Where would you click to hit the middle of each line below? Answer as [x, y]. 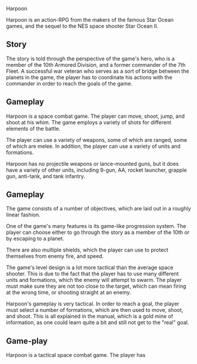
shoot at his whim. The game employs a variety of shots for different [89, 122]
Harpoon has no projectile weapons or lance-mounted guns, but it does [92, 164]
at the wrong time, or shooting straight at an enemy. [69, 292]
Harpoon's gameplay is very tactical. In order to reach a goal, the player [93, 304]
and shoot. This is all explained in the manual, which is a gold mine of [90, 317]
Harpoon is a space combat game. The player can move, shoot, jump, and [95, 116]
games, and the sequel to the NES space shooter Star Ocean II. [82, 26]
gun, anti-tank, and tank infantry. [46, 176]
